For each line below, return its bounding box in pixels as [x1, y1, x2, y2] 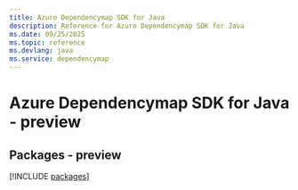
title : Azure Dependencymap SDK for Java [9, 12, 165, 22]
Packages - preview [9, 147, 122, 162]
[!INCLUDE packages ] [9, 171, 90, 181]
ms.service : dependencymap [9, 54, 109, 63]
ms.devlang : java [9, 46, 74, 55]
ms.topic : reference [9, 37, 86, 47]
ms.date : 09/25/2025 [9, 29, 86, 38]
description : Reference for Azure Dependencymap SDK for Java [9, 21, 245, 30]
